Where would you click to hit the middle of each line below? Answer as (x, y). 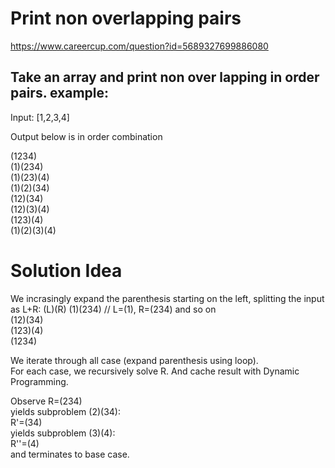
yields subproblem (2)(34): (65, 411)
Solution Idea (66, 270)
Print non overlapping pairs (126, 18)
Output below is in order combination (86, 136)
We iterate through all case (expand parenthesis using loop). (134, 360)
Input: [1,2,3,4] (40, 117)
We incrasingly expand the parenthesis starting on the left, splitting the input (167, 298)
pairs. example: (60, 93)
